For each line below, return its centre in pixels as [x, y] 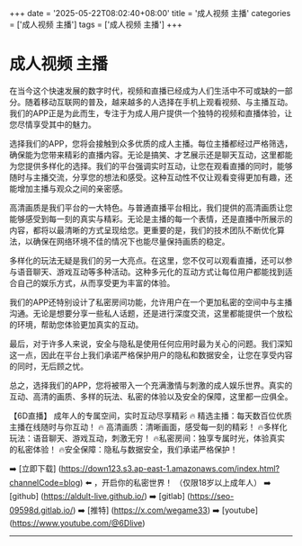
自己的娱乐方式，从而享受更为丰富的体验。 [96, 282]
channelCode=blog [45, 482]
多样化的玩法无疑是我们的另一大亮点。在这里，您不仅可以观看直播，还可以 [147, 260]
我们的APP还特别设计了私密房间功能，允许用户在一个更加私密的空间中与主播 [151, 302]
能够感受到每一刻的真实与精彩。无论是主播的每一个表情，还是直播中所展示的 [151, 219]
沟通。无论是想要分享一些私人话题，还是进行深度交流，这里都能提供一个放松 [151, 313]
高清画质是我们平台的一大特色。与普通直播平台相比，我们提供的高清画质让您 [151, 207]
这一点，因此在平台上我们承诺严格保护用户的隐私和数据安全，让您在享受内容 [151, 354]
